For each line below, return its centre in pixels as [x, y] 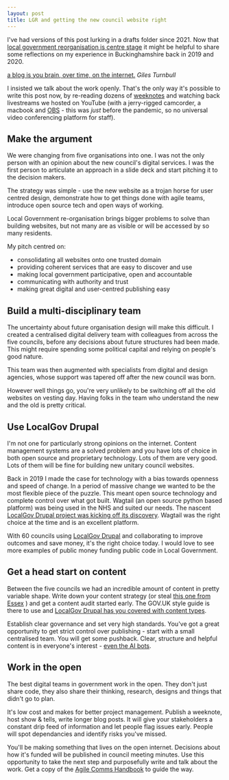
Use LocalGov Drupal [53, 427]
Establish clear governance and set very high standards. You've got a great [113, 624]
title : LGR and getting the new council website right [87, 20]
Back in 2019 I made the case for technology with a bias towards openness [113, 478]
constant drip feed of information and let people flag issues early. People [110, 726]
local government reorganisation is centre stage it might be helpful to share [113, 47]
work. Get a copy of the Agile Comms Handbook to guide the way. [100, 769]
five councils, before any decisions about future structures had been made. [113, 342]
